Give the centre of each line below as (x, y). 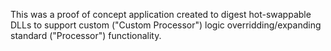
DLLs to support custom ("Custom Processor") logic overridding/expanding (166, 25)
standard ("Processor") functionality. (86, 35)
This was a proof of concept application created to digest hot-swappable (161, 14)
